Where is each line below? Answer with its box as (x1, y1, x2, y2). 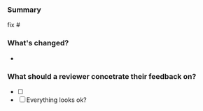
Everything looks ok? (26, 96, 87, 104)
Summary (7, 5, 42, 15)
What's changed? (7, 38, 69, 48)
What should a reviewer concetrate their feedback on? (7, 71, 197, 81)
